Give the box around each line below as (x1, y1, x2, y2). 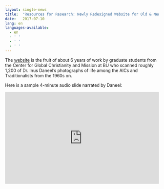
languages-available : (5, 25, 49, 30)
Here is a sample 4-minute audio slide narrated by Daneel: (5, 82, 123, 88)
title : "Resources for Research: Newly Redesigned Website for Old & (5, 12, 152, 17)
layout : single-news (5, 7, 47, 12)
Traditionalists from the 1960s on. (5, 72, 72, 78)
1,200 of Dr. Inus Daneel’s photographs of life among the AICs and (5, 67, 138, 73)
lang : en (5, 21, 23, 26)
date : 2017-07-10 (5, 16, 45, 21)
